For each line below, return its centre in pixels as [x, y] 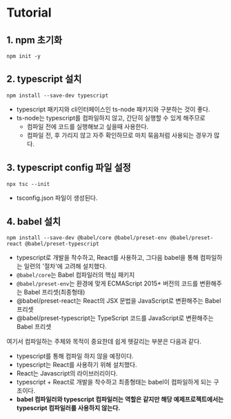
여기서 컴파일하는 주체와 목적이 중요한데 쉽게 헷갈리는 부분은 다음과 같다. [104, 342]
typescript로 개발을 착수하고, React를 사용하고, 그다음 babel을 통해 [108, 258]
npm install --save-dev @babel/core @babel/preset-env [87, 238]
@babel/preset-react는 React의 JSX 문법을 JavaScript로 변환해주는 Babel [119, 301]
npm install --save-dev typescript [58, 95]
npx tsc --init [28, 184]
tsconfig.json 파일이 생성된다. [57, 198]
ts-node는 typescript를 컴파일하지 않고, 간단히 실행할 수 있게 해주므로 [111, 118]
